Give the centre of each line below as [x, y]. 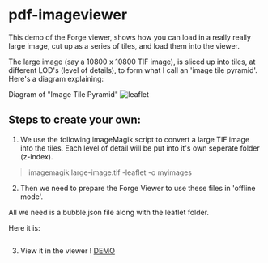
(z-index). [36, 156]
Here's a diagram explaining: [56, 78]
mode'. [32, 197]
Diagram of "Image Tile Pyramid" [64, 94]
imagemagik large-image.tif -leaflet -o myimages [110, 172]
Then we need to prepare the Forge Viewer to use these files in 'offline [138, 188]
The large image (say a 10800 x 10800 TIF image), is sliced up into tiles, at [132, 62]
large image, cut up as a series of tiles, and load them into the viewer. [124, 45]
